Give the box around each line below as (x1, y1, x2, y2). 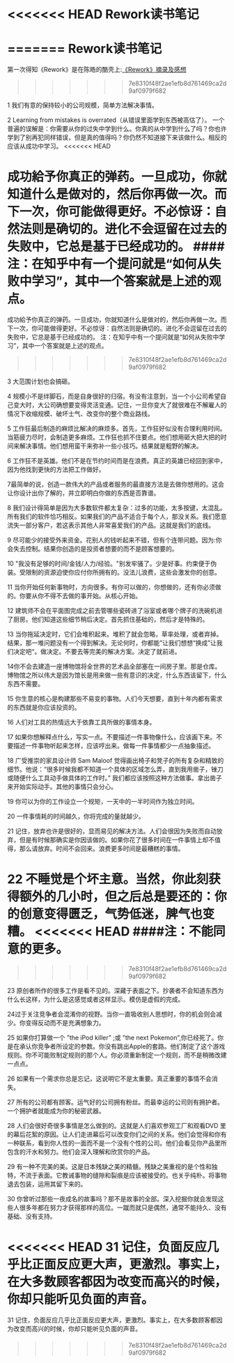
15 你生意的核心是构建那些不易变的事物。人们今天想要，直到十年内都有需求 (7, 694, 223, 703)
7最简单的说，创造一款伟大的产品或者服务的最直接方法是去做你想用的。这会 (7, 480, 224, 489)
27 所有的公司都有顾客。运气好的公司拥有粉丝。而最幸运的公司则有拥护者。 (7, 1098, 224, 1106)
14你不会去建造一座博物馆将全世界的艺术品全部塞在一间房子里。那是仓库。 (7, 662, 221, 671)
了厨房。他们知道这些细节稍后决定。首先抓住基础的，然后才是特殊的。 (7, 615, 209, 624)
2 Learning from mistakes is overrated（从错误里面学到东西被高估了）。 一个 (7, 116, 225, 124)
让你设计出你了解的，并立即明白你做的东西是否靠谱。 (7, 489, 160, 497)
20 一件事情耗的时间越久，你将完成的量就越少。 (7, 812, 145, 821)
